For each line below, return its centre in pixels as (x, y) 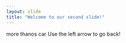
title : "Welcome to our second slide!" (56, 17)
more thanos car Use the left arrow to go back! (63, 34)
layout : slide (24, 11)
